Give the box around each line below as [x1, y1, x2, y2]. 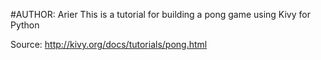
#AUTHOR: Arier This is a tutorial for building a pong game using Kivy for [10, 9, 311, 20]
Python [10, 19, 40, 31]
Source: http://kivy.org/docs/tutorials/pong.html [10, 39, 208, 50]
